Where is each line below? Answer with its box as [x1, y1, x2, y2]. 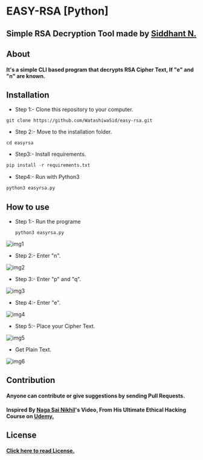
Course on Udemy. [6, 412, 54, 419]
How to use [6, 202, 50, 212]
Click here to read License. [6, 447, 75, 454]
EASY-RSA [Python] [6, 4, 109, 18]
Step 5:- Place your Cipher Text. [14, 322, 95, 330]
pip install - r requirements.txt [6, 162, 91, 168]
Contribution [6, 375, 56, 385]
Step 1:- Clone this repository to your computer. [14, 106, 134, 113]
